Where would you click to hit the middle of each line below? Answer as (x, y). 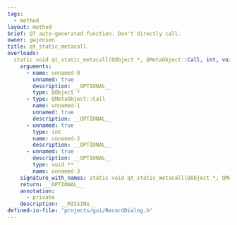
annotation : (37, 191)
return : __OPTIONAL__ (51, 184)
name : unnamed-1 (56, 106)
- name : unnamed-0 (53, 73)
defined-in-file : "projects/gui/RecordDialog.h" (80, 211)
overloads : (23, 54)
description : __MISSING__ (58, 204)
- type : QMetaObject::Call (66, 99)
